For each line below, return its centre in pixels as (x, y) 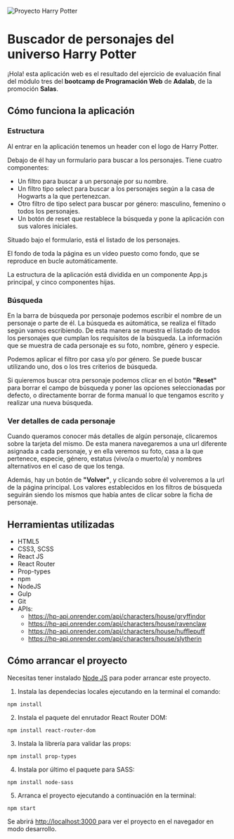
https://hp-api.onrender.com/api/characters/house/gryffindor (117, 616)
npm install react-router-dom (52, 730)
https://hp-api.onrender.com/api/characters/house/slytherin (115, 639)
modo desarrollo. (32, 828)
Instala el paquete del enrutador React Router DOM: (92, 717)
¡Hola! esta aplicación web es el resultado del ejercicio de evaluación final (114, 73)
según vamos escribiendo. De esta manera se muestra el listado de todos (113, 330)
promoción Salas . (33, 89)
